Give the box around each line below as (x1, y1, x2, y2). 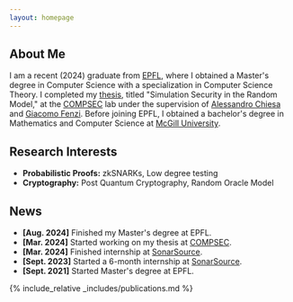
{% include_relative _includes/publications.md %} (9, 283, 193, 294)
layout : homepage (9, 13, 75, 22)
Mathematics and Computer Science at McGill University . (9, 118, 221, 129)
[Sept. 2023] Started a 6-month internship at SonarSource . (22, 256, 243, 267)
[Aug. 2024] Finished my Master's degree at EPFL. (22, 227, 212, 238)
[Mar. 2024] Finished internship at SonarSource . (22, 246, 203, 257)
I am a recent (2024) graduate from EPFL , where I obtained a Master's (9, 70, 270, 81)
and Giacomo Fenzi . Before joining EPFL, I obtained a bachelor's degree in (9, 109, 285, 120)
